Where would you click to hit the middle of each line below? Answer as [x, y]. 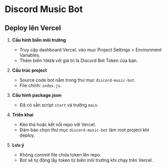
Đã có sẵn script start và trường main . [59, 105]
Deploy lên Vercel [33, 28]
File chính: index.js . [40, 85]
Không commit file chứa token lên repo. [60, 155]
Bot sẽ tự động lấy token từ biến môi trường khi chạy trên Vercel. [86, 160]
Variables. [30, 55]
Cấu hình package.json [36, 95]
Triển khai [23, 115]
